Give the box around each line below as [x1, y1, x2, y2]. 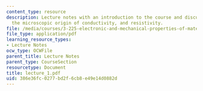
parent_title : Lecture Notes [6, 53, 80, 59]
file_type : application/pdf [6, 31, 77, 37]
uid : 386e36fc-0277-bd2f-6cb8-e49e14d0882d [6, 75, 118, 81]
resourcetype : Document [6, 64, 66, 71]
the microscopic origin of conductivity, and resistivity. [11, 20, 164, 26]
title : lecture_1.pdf [6, 70, 61, 76]
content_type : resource [6, 8, 66, 15]
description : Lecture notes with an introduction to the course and [6, 14, 182, 20]
